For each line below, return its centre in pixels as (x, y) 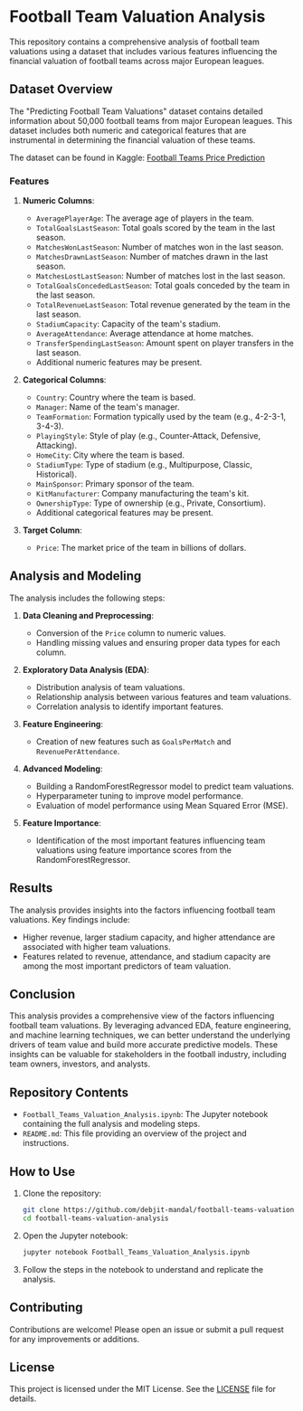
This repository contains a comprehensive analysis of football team (134, 42)
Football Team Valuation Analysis (137, 17)
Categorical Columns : (64, 380)
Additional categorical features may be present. (125, 513)
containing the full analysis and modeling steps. (111, 1124)
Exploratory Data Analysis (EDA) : (85, 669)
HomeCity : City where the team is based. (110, 455)
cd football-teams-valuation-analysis (95, 1218)
